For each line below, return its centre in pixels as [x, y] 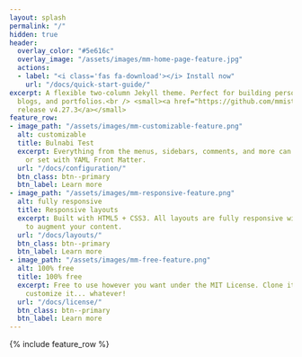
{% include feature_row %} [59, 344]
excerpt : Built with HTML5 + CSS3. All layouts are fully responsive [150, 218]
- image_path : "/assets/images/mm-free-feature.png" [110, 260]
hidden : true [34, 34]
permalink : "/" [38, 26]
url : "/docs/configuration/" [72, 168]
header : [24, 43]
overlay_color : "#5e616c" [66, 51]
